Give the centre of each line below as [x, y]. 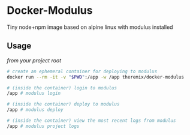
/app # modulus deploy [35, 110]
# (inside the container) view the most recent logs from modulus [91, 121]
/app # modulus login [34, 94]
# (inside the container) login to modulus [62, 88]
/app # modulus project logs [43, 126]
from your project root [34, 60]
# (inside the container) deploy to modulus [63, 104]
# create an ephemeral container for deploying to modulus [82, 71]
